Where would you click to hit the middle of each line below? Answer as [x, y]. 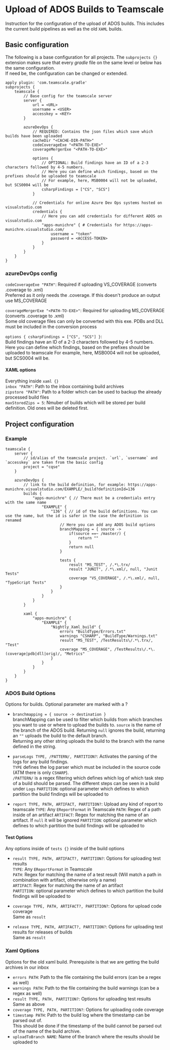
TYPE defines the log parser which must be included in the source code [87, 767]
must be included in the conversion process [51, 327]
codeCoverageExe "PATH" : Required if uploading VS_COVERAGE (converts [81, 284]
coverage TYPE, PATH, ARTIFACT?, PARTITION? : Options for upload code [87, 906]
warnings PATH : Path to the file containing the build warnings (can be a [86, 988]
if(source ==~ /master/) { [97, 533]
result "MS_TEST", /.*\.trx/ [99, 565]
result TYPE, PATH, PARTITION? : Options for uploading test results [82, 999]
